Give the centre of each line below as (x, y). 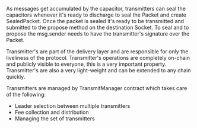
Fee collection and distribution (52, 112)
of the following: (26, 95)
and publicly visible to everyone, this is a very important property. (86, 64)
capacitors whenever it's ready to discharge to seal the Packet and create (96, 15)
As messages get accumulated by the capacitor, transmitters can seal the (96, 9)
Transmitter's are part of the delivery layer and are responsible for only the (97, 52)
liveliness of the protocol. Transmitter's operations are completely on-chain (98, 58)
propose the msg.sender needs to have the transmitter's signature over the (98, 34)
